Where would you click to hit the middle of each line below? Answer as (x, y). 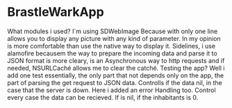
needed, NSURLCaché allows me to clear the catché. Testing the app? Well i (116, 68)
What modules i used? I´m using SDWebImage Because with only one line (113, 31)
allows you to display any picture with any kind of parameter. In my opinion (114, 38)
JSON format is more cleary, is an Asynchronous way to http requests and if (116, 60)
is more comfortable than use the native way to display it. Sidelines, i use (111, 46)
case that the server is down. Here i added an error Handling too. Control (112, 90)
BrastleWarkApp (56, 12)
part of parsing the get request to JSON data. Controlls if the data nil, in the (115, 82)
